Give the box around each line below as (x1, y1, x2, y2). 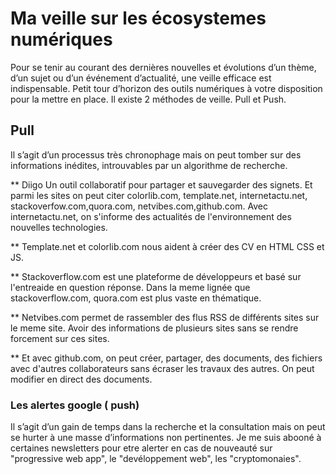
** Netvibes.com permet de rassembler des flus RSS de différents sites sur (10, 311, 320, 323)
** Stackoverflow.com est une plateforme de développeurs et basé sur (10, 270, 302, 282)
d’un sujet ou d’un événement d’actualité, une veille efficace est (10, 72, 272, 84)
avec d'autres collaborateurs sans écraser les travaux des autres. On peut (10, 362, 315, 374)
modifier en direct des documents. (10, 373, 153, 385)
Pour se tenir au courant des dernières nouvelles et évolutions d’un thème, (10, 61, 317, 73)
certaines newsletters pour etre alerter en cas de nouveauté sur (10, 442, 273, 454)
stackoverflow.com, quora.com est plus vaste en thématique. (10, 292, 262, 304)
